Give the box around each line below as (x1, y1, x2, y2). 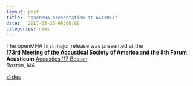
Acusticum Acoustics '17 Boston (6, 55, 88, 62)
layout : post (6, 8, 39, 15)
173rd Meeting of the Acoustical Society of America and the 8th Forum (6, 49, 188, 56)
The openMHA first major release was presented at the (6, 42, 143, 50)
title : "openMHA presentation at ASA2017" (6, 15, 118, 21)
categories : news (6, 25, 50, 32)
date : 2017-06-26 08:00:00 (6, 20, 80, 26)
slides (6, 73, 21, 81)
